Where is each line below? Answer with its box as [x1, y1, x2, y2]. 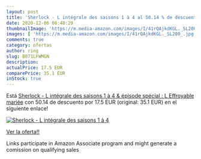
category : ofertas [6, 43, 52, 49]
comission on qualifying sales [6, 146, 80, 154]
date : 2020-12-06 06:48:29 [6, 20, 74, 26]
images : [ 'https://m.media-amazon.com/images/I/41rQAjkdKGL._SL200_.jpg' [6, 31, 197, 37]
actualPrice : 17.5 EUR [6, 64, 63, 71]
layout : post [6, 8, 39, 15]
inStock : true [6, 76, 42, 82]
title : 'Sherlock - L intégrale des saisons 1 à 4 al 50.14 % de [6, 14, 172, 20]
